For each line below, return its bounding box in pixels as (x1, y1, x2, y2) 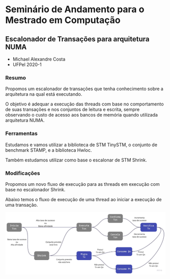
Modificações (5, 170, 40, 177)
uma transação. (5, 202, 38, 208)
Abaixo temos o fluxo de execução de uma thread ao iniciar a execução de (5, 196, 162, 202)
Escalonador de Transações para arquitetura (5, 35, 150, 43)
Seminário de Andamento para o (5, 4, 145, 15)
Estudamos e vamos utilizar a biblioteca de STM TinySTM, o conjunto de (5, 142, 158, 148)
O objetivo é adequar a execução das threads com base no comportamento (5, 101, 164, 107)
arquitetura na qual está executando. (5, 91, 82, 97)
